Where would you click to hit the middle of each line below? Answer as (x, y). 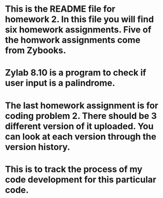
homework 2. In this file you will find (80, 19)
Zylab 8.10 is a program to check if (76, 73)
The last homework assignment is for (82, 105)
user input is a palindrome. (60, 83)
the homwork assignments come (73, 40)
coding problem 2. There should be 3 (81, 116)
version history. (38, 147)
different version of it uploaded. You (79, 126)
